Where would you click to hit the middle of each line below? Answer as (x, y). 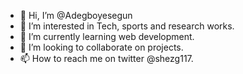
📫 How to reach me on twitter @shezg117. (106, 58)
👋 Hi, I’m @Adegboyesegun (76, 15)
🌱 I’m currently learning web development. (107, 36)
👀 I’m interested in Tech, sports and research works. (127, 26)
